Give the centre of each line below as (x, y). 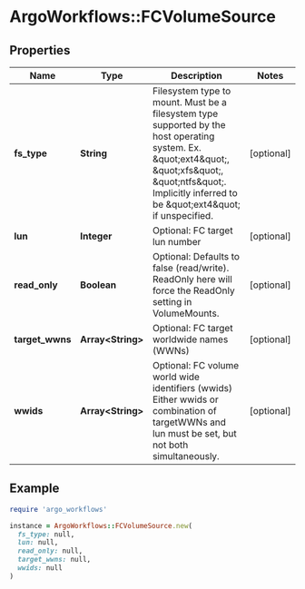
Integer (96, 236)
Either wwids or (186, 399)
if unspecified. (183, 216)
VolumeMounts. (186, 313)
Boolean (98, 285)
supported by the (189, 125)
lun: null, (38, 543)
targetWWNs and (190, 422)
